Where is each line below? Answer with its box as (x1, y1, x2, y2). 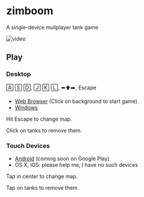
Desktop (6, 70, 31, 78)
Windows (14, 104, 38, 111)
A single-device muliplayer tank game (6, 24, 99, 31)
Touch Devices (6, 141, 50, 150)
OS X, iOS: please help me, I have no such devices (14, 161, 138, 168)
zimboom (6, 4, 53, 18)
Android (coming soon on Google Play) (14, 155, 110, 162)
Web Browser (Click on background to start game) (14, 98, 137, 105)
